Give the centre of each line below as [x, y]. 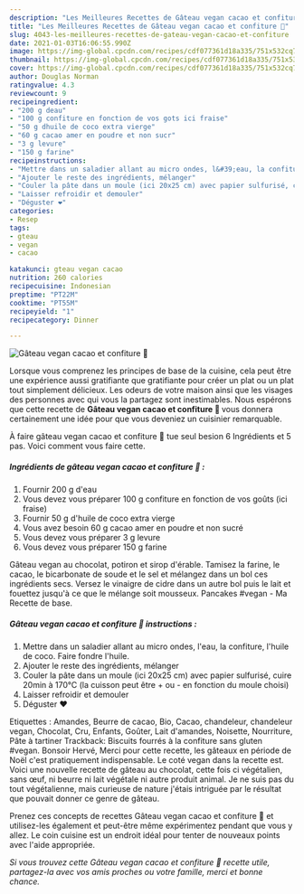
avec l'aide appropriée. [52, 845]
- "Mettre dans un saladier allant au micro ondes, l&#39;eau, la [137, 169]
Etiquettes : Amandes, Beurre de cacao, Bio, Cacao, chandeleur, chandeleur [151, 722]
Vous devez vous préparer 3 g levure [91, 538]
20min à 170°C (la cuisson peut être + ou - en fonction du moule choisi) [156, 685]
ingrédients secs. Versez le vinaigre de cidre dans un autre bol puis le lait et [150, 584]
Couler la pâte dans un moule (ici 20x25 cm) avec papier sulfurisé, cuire [157, 675]
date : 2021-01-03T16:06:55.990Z [70, 43]
